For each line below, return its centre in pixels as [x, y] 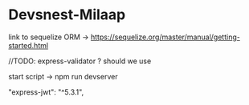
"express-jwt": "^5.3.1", [46, 92]
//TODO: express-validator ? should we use [80, 61]
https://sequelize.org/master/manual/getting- [166, 37]
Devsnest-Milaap [67, 15]
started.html [29, 45]
